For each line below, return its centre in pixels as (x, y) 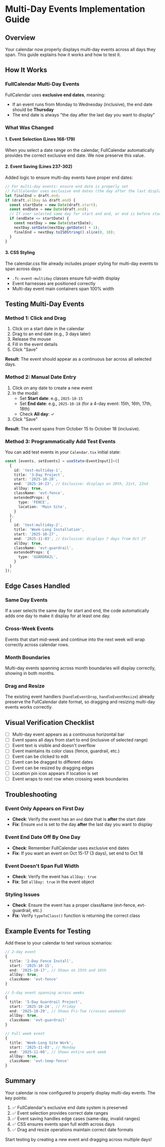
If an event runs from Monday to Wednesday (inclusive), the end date (82, 104)
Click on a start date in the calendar (48, 329)
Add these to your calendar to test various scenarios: (59, 943)
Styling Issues (23, 894)
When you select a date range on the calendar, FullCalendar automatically (80, 150)
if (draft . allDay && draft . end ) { (41, 200)
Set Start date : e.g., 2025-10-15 (51, 398)
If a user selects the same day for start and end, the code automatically (77, 611)
